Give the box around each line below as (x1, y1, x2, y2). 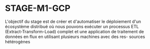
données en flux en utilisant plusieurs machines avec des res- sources (5, 34, 146, 39)
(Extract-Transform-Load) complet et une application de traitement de (5, 29, 144, 34)
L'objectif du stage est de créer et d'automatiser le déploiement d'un (5, 19, 141, 24)
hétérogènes (5, 39, 30, 44)
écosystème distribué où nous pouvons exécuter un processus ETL (5, 23, 139, 29)
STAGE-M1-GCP (5, 3, 71, 14)
